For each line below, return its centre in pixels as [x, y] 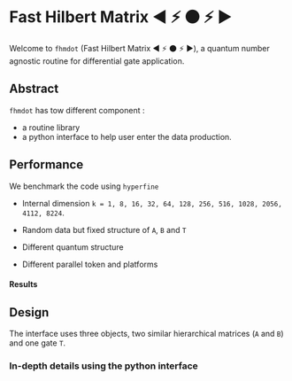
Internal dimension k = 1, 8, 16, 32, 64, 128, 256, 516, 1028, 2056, [152, 203]
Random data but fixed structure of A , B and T [104, 229]
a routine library [51, 127]
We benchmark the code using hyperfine [84, 186]
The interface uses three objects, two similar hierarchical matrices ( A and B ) [147, 333]
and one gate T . [38, 343]
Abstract [34, 89]
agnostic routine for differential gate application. [97, 61]
